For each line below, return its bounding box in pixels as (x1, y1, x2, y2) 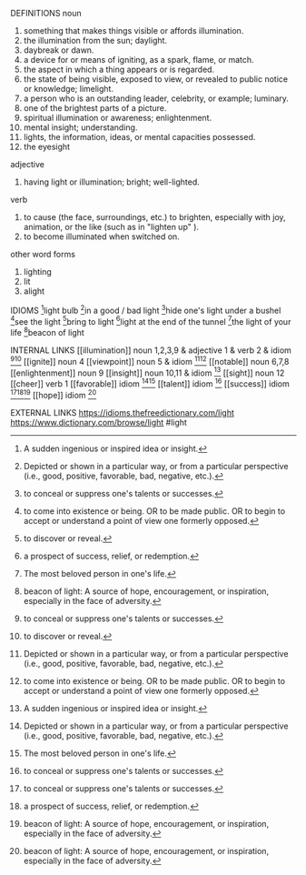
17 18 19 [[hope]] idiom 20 (10, 387, 97, 400)
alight (23, 286, 44, 297)
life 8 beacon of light (10, 326, 84, 337)
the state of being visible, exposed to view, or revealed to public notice (23, 74, 289, 85)
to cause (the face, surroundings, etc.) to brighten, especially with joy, (23, 212, 286, 222)
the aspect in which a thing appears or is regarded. (23, 64, 215, 75)
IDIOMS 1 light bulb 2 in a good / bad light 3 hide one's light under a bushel (10, 304, 281, 316)
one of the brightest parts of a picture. (23, 103, 167, 113)
